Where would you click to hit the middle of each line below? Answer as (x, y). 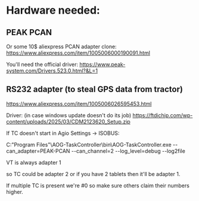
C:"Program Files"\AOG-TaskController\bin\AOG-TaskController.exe (89, 145)
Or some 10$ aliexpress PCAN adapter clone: (62, 46)
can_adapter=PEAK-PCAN (38, 151)
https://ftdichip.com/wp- (163, 115)
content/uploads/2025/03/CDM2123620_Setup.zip (69, 121)
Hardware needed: (53, 10)
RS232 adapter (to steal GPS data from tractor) (95, 89)
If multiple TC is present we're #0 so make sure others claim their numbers (98, 186)
